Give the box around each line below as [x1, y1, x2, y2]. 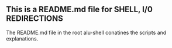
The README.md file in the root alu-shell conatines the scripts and [6, 29, 167, 36]
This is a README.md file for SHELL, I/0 [6, 5, 153, 14]
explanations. [6, 35, 39, 42]
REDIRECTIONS [6, 14, 63, 24]
